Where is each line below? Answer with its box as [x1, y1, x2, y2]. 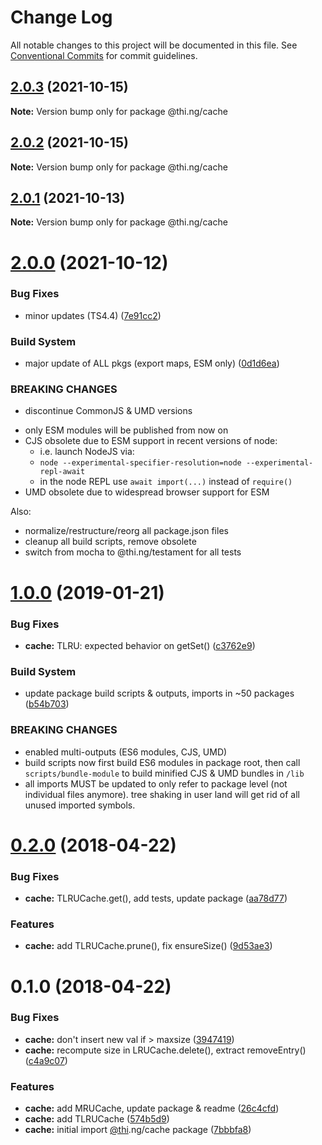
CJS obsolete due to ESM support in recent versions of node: [24, 435, 278, 447]
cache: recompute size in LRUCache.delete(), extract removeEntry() [24, 1044, 307, 1056]
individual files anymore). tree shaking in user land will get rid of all [24, 788, 300, 800]
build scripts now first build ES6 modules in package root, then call [24, 756, 301, 768]
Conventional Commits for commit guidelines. [10, 49, 198, 61]
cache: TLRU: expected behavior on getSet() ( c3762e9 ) [24, 639, 256, 651]
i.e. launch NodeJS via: [39, 446, 135, 458]
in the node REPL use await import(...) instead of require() [39, 476, 293, 488]
